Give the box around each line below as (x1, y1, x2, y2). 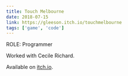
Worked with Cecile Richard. (6, 52, 75, 59)
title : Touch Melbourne (6, 8, 65, 15)
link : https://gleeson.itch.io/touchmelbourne (6, 19, 122, 25)
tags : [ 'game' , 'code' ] (6, 25, 65, 31)
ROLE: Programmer (6, 41, 53, 48)
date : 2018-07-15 (6, 14, 49, 20)
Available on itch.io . (6, 64, 53, 71)
